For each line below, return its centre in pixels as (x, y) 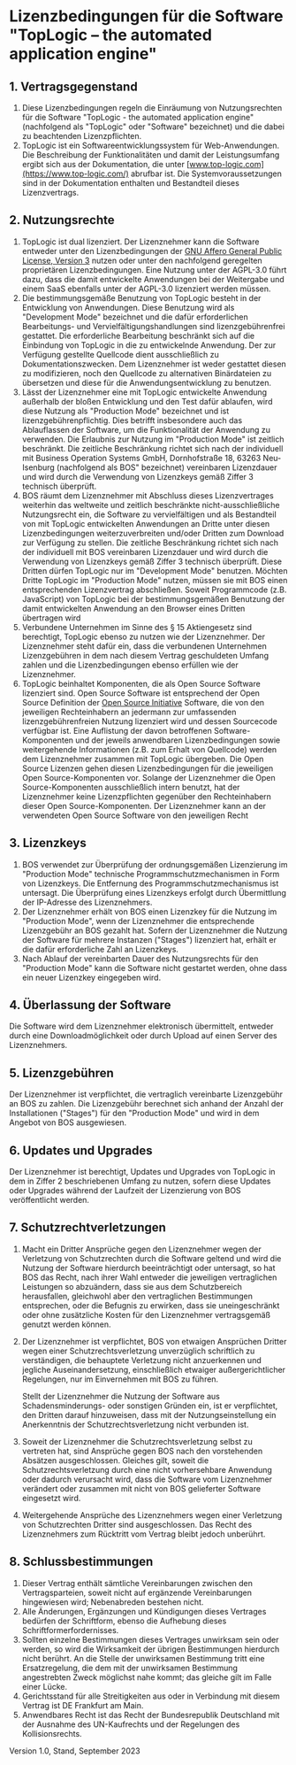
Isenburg (38, 467)
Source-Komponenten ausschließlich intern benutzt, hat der (131, 787)
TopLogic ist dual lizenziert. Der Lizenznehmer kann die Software (140, 242)
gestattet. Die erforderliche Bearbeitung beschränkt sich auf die (138, 335)
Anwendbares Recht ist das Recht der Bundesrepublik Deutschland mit (151, 1715)
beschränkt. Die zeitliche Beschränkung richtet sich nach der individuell (152, 448)
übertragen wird (51, 618)
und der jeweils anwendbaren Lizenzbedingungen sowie (178, 740)
